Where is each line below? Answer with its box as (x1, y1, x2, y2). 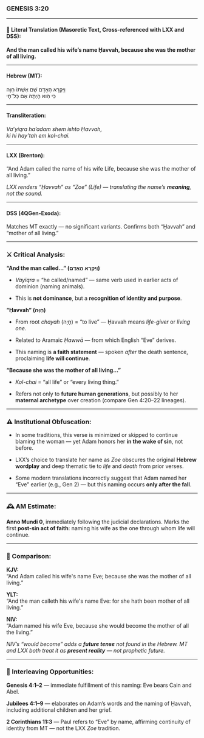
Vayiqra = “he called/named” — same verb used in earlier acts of (15, 276, 178, 283)
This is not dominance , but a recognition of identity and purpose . (15, 294, 182, 302)
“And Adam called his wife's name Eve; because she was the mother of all (6, 572, 191, 580)
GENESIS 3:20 (6, 4, 49, 13)
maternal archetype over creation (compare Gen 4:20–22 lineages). (15, 396, 186, 403)
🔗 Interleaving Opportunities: (6, 667, 94, 676)
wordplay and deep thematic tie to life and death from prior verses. (15, 462, 184, 470)
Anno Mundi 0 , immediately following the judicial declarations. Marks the (6, 518, 189, 525)
